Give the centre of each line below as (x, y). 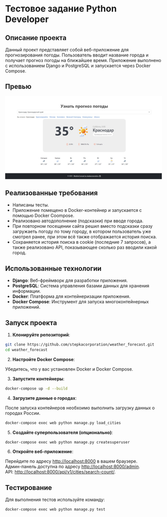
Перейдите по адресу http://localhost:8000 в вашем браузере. (71, 461)
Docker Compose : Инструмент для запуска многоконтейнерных (81, 302)
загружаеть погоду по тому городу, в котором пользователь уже (82, 232)
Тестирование (29, 488)
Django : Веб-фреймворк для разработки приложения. (70, 281)
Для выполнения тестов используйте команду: (55, 500)
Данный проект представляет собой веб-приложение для (67, 50)
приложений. (26, 307)
